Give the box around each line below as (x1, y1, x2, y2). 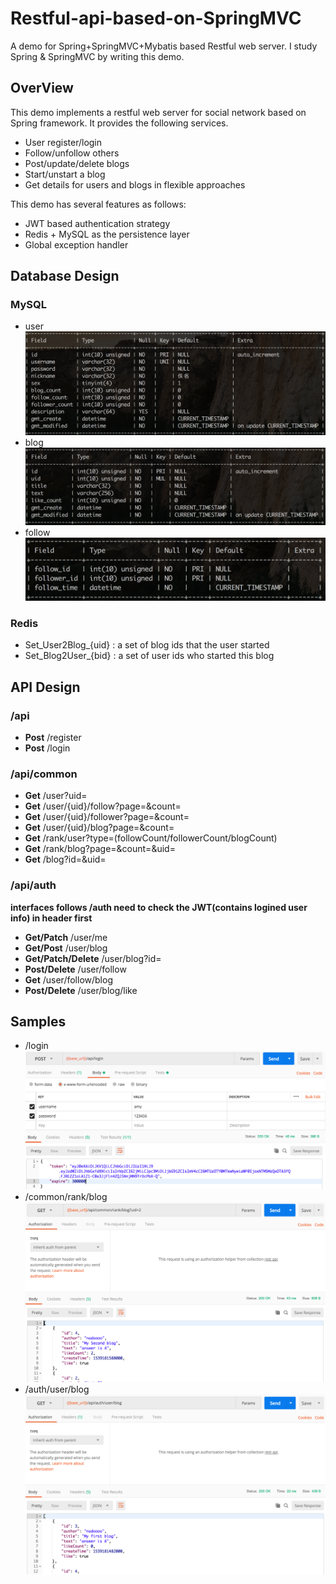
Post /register (24, 732, 82, 744)
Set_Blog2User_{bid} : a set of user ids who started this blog (24, 650, 275, 662)
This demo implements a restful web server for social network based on (10, 106, 307, 118)
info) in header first (10, 912, 93, 924)
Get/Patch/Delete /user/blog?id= (24, 952, 162, 964)
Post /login (24, 742, 71, 754)
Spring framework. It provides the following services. (10, 117, 229, 129)
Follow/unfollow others (24, 147, 120, 159)
